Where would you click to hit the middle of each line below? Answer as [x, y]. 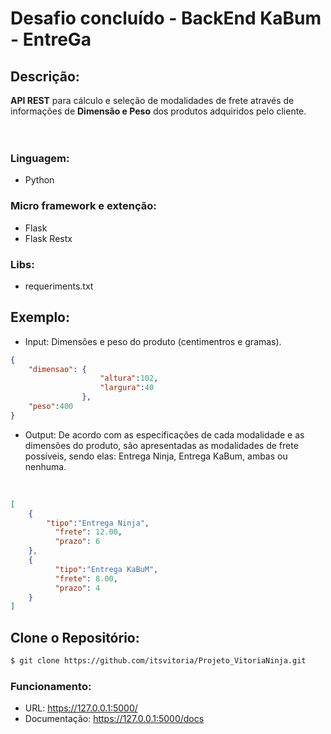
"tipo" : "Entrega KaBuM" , [106, 569]
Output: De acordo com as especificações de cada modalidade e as [164, 434]
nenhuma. [45, 466]
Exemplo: [40, 317]
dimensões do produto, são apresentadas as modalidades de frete [161, 445]
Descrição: [45, 76]
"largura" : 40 [127, 388]
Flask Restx [48, 238]
